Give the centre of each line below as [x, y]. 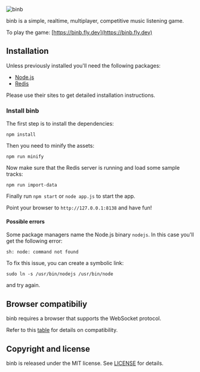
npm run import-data [32, 185]
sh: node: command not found [42, 252]
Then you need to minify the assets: [50, 146]
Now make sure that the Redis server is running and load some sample [93, 168]
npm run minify [25, 157]
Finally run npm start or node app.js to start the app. [71, 196]
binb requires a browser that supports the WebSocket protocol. [84, 318]
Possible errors [25, 221]
